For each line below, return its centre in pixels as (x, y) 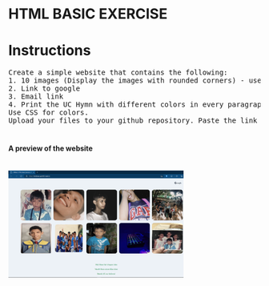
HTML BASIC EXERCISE (88, 14)
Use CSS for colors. (49, 113)
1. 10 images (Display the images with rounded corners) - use (135, 81)
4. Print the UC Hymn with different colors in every (116, 105)
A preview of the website (51, 148)
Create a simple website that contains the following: (118, 73)
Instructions (50, 51)
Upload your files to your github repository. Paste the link (133, 121)
